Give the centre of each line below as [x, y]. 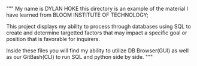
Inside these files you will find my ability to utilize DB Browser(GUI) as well [98, 51]
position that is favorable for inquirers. [53, 39]
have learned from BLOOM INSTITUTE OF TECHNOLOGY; [77, 15]
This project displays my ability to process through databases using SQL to [99, 26]
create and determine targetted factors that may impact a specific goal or [97, 33]
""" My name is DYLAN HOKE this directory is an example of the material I [97, 9]
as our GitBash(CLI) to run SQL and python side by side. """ [80, 57]
